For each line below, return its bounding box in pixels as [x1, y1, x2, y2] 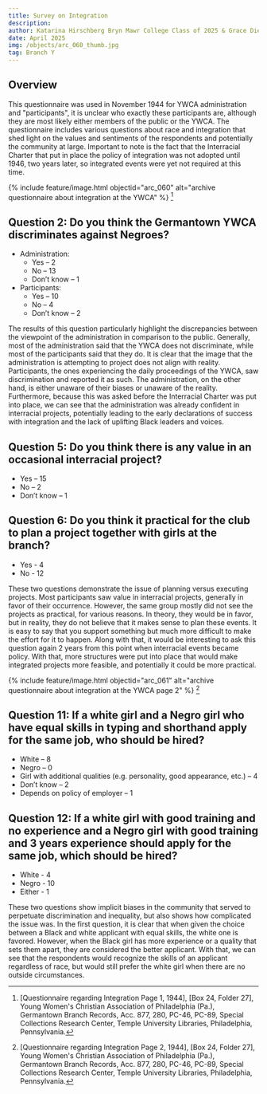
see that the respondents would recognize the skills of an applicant [8, 954, 228, 963]
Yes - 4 [19, 560, 44, 569]
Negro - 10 [19, 879, 56, 888]
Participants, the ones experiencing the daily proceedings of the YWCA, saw [8, 366, 259, 376]
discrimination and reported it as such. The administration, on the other [8, 375, 242, 384]
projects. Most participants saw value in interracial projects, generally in [8, 592, 244, 602]
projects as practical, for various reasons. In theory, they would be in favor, [8, 609, 253, 619]
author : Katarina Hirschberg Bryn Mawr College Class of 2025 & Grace [8, 26, 247, 34]
